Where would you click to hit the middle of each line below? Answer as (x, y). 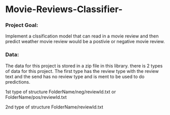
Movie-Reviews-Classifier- (64, 9)
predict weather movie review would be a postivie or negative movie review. (85, 42)
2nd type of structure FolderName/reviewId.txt (54, 107)
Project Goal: (22, 25)
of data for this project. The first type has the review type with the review (82, 71)
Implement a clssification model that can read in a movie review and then (82, 36)
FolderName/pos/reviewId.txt (36, 97)
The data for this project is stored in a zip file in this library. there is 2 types (84, 66)
